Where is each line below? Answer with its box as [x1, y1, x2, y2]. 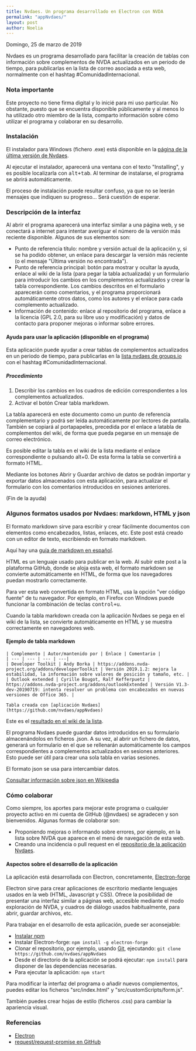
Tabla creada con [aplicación [6, 702, 80, 708]
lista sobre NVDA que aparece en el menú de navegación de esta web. [14, 835, 185, 842]
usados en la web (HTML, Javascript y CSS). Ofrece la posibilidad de [6, 891, 173, 898]
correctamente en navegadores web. [6, 624, 95, 631]
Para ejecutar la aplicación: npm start [14, 969, 105, 976]
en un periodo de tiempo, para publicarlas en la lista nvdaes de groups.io [6, 352, 183, 360]
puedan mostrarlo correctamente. [6, 577, 88, 584]
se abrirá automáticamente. [6, 175, 73, 182]
